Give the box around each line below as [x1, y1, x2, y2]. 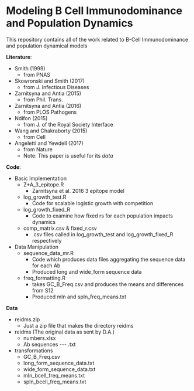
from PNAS [23, 71, 51, 78]
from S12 [32, 287, 54, 294]
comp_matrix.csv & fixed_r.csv [23, 225, 98, 232]
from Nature [23, 145, 53, 153]
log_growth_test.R [23, 193, 67, 200]
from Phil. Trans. [23, 96, 63, 103]
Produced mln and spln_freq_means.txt [32, 293, 127, 300]
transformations [14, 347, 53, 354]
